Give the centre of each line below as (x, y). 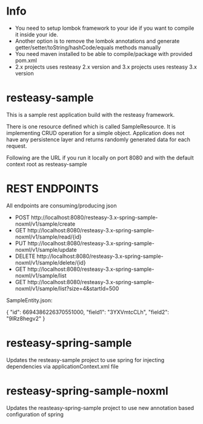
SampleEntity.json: (29, 300)
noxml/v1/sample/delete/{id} (50, 262)
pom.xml (26, 60)
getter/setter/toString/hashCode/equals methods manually (88, 47)
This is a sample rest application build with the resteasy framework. (91, 114)
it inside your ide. (37, 34)
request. (17, 146)
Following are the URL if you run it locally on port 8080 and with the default (100, 158)
